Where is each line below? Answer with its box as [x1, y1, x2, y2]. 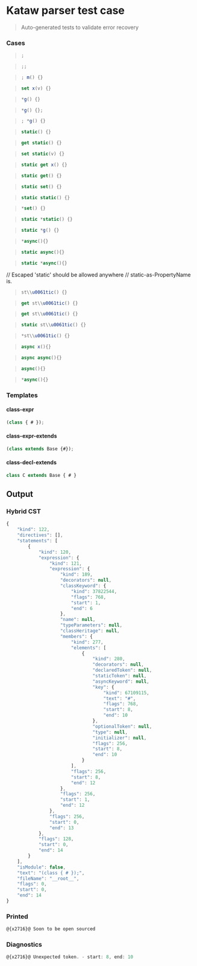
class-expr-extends [6, 432, 57, 439]
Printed [6, 912, 28, 921]
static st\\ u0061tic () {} [20, 322, 86, 328]
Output [6, 489, 33, 499]
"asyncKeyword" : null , [92, 678, 149, 685]
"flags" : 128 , [38, 836, 74, 842]
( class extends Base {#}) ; [6, 445, 74, 452]
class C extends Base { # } [6, 472, 77, 478]
